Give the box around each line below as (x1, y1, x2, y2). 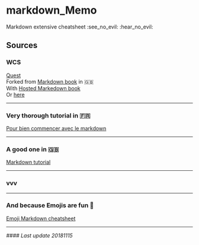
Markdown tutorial (6, 158, 51, 166)
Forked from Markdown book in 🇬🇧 (6, 78, 94, 85)
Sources (6, 40, 38, 50)
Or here (6, 91, 25, 98)
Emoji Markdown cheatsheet (6, 215, 76, 222)
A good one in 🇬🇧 (6, 145, 59, 153)
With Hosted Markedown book (6, 84, 81, 92)
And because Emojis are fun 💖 (6, 201, 94, 209)
